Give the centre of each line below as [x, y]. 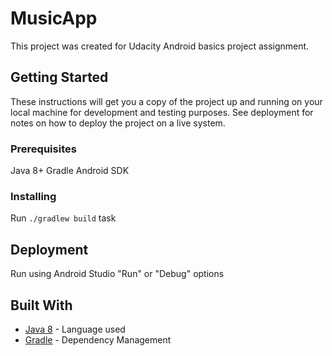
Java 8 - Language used [75, 329]
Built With [41, 305]
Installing [33, 196]
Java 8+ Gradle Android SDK [70, 171]
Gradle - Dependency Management [98, 339]
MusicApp [54, 18]
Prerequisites [43, 149]
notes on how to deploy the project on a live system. [118, 123]
